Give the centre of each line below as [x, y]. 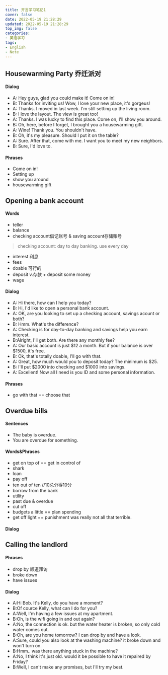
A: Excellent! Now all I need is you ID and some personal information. [84, 372]
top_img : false [21, 29]
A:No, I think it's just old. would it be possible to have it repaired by [81, 656]
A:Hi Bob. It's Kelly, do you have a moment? [58, 603]
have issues [25, 580]
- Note [12, 52]
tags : [11, 43]
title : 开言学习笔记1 [26, 10]
